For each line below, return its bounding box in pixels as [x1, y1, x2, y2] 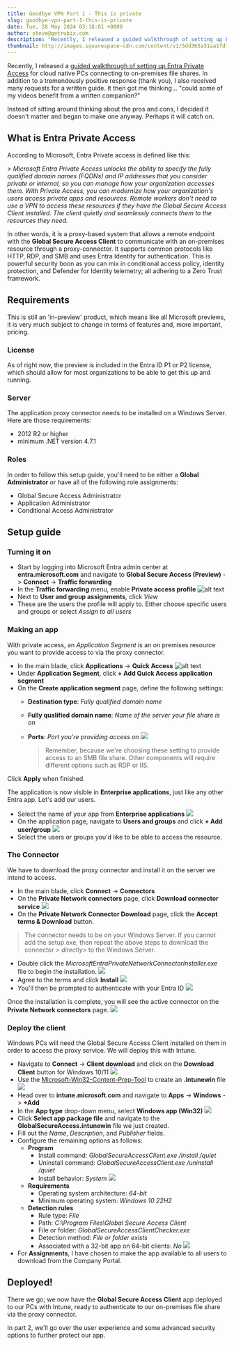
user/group [17, 825, 51, 833]
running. [7, 376, 31, 384]
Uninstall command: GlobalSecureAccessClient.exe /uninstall [38, 1159, 214, 1167]
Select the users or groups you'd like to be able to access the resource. [17, 833, 223, 841]
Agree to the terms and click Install [17, 975, 119, 984]
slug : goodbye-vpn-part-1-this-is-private [7, 17, 132, 24]
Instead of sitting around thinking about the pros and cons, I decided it [7, 105, 209, 113]
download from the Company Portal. [17, 1257, 122, 1265]
